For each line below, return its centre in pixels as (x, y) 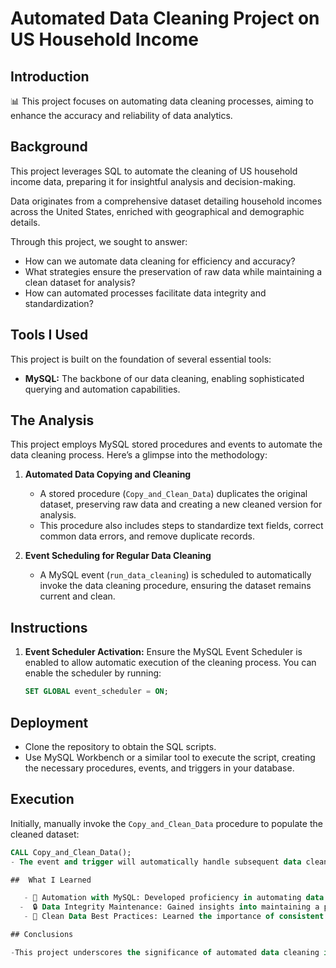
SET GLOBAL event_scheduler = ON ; (96, 692)
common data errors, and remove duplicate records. (147, 536)
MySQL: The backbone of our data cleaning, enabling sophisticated (164, 378)
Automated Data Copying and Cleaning (108, 474)
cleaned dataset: (45, 834)
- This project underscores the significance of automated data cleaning (165, 952)
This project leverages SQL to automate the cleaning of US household (154, 171)
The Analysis (52, 420)
